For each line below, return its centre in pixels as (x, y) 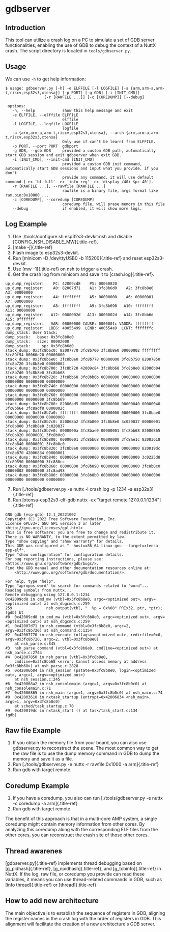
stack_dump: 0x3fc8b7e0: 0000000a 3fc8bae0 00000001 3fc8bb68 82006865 (83, 431)
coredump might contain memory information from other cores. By (75, 824)
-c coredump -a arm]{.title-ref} (45, 803)
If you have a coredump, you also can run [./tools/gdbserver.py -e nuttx (88, 798)
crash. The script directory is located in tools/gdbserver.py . (68, 51)
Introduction (25, 28)
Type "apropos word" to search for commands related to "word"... (77, 586)
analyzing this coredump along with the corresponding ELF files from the (82, 830)
